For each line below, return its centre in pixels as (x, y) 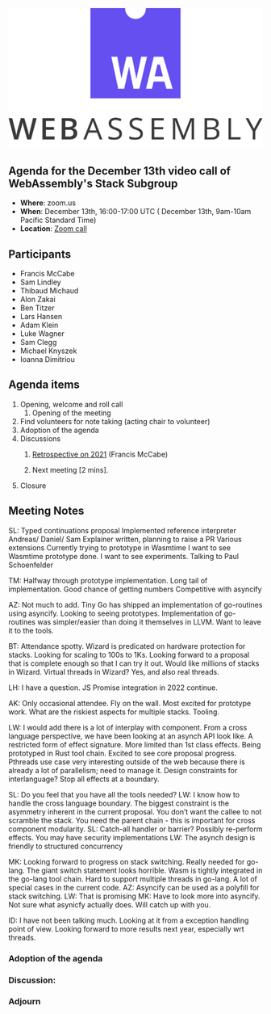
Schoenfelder (31, 565)
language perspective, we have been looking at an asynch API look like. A (131, 736)
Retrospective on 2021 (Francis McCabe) (100, 454)
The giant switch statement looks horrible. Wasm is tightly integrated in (145, 870)
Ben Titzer (37, 308)
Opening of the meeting (71, 413)
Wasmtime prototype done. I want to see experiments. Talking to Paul (124, 556)
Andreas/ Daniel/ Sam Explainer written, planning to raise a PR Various (125, 539)
